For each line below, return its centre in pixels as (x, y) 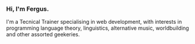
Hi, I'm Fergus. (28, 9)
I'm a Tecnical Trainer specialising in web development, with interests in (94, 22)
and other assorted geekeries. (43, 34)
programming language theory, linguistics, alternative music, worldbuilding (97, 28)
